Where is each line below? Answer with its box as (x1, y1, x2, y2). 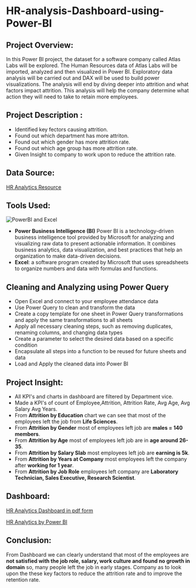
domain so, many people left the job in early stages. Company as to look (6, 563, 182, 570)
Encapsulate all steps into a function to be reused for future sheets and (14, 348, 187, 355)
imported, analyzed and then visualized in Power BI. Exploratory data (6, 68, 173, 75)
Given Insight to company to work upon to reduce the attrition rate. (14, 151, 176, 158)
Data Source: (6, 168, 55, 178)
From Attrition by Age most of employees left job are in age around (14, 437, 178, 444)
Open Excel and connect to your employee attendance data (14, 298, 158, 305)
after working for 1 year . (14, 462, 74, 469)
